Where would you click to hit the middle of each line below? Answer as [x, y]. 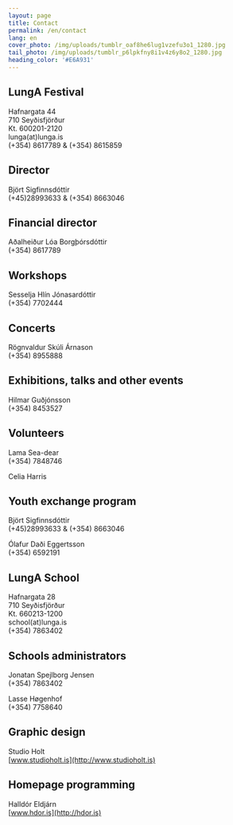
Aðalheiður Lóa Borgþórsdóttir [58, 242]
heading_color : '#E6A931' [51, 60]
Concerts [32, 328]
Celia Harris [27, 476]
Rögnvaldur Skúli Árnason [50, 347]
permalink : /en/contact [48, 30]
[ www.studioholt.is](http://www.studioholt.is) [82, 760]
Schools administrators [67, 656]
